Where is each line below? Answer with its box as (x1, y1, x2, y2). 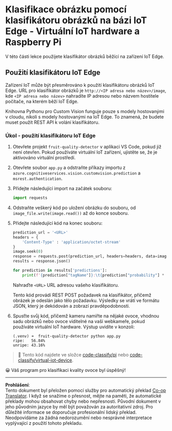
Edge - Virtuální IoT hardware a (5, 26, 140, 37)
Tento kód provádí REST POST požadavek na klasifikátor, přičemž (12, 292, 152, 298)
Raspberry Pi (5, 36, 61, 48)
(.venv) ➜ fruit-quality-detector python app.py (12, 333, 121, 339)
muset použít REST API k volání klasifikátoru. (5, 119, 100, 125)
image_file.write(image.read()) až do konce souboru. (12, 210, 129, 216)
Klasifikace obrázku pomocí (5, 4, 127, 15)
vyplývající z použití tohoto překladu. (5, 420, 83, 426)
